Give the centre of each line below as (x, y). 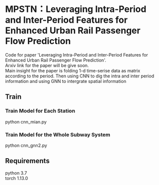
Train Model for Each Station (40, 111)
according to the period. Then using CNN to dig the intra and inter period (80, 76)
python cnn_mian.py (26, 122)
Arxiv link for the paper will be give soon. (47, 65)
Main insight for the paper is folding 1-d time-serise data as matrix (73, 70)
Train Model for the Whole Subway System (58, 134)
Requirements (27, 161)
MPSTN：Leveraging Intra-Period (76, 9)
